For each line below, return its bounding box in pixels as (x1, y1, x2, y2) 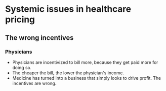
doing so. (12, 64, 32, 70)
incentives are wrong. (12, 80, 57, 86)
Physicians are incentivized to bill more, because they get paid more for (12, 59, 159, 65)
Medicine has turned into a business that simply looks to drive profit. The (12, 75, 161, 81)
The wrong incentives (5, 33, 74, 42)
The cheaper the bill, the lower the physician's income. (12, 70, 124, 76)
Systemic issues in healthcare (5, 3, 131, 15)
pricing (5, 14, 35, 25)
